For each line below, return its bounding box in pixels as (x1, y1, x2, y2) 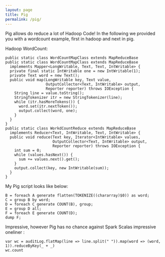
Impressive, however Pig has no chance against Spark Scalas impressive (5, 224, 156, 230)
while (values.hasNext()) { (14, 152, 73, 158)
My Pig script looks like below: (5, 183, 68, 189)
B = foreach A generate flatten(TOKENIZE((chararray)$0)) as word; (5, 193, 150, 198)
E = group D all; (5, 206, 42, 212)
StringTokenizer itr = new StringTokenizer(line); (14, 95, 123, 100)
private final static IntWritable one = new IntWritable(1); (10, 69, 141, 74)
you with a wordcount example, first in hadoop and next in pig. (5, 36, 135, 42)
